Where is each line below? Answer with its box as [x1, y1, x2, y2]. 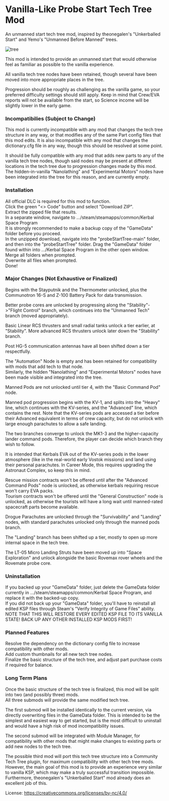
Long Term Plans [5, 675, 48, 682]
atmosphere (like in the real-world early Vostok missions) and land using [5, 456, 156, 462]
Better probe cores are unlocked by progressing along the [5, 302, 126, 308]
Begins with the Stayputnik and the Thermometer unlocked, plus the [5, 287, 147, 293]
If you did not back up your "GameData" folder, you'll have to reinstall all [5, 600, 156, 606]
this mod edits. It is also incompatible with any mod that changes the [5, 138, 148, 144]
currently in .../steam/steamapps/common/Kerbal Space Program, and [5, 590, 152, 596]
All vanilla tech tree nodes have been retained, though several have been [5, 71, 157, 77]
